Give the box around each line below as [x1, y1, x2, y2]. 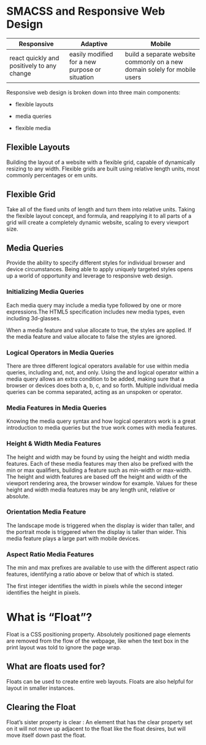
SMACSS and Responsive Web [6, 4, 166, 18]
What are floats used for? [6, 662, 105, 672]
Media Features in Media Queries [6, 403, 107, 412]
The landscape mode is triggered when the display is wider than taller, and [6, 522, 195, 529]
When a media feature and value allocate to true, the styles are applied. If [6, 326, 192, 334]
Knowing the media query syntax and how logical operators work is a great [6, 417, 196, 425]
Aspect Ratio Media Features [6, 550, 94, 558]
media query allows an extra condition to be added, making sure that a [6, 375, 185, 382]
